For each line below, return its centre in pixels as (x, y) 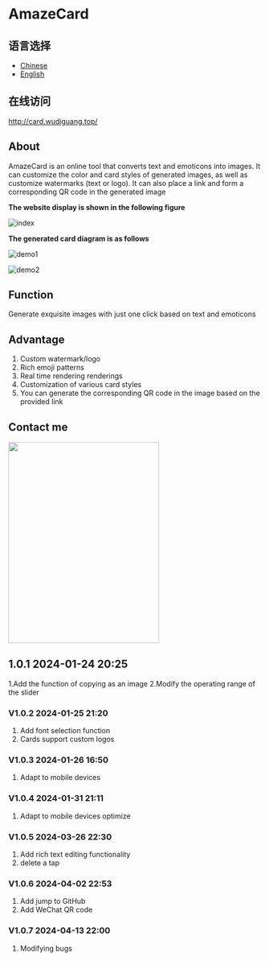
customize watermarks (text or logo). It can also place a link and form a (126, 183)
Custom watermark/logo (60, 359)
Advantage (37, 339)
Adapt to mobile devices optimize (75, 816)
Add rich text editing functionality (75, 855)
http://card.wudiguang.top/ (53, 121)
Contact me (38, 427)
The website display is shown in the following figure (97, 207)
